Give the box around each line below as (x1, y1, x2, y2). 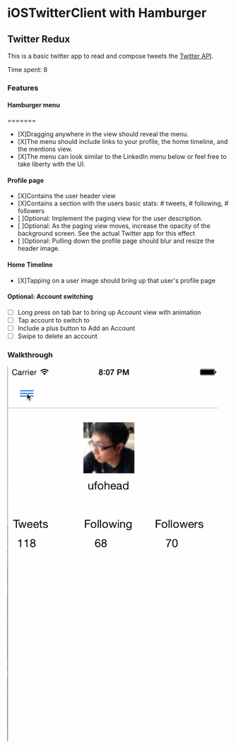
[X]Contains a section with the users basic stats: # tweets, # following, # (17, 199, 229, 208)
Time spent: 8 (7, 66, 48, 73)
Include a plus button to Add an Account (17, 323, 136, 332)
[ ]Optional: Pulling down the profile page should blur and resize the (17, 236, 215, 245)
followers (17, 207, 45, 215)
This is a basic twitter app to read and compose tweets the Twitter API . (7, 52, 213, 60)
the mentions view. (17, 145, 73, 153)
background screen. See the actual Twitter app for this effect (17, 229, 196, 238)
